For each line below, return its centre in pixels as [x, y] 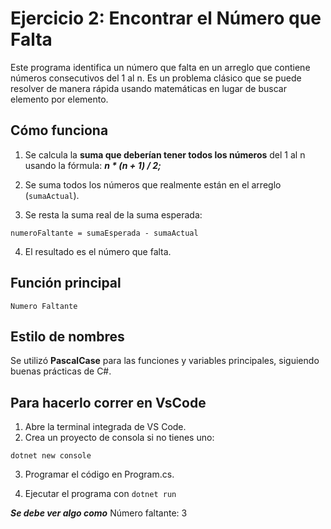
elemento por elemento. [59, 99]
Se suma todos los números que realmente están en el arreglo [153, 184]
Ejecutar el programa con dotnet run [100, 494]
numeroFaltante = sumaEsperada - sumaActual [104, 233]
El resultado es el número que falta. [98, 251]
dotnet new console [51, 456]
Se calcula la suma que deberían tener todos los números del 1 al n [165, 154]
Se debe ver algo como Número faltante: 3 [99, 513]
